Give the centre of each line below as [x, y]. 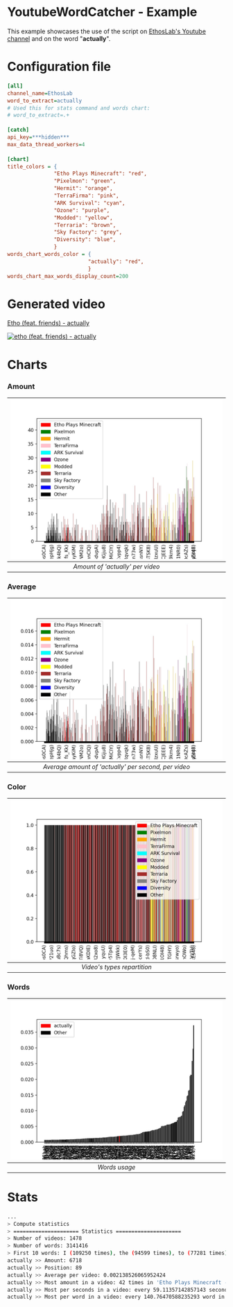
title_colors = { [32, 166]
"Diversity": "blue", [85, 240]
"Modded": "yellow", [83, 218]
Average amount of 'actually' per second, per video [116, 767]
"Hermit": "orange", [83, 189]
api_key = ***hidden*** [38, 137]
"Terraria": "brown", [85, 225]
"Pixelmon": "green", [85, 181]
